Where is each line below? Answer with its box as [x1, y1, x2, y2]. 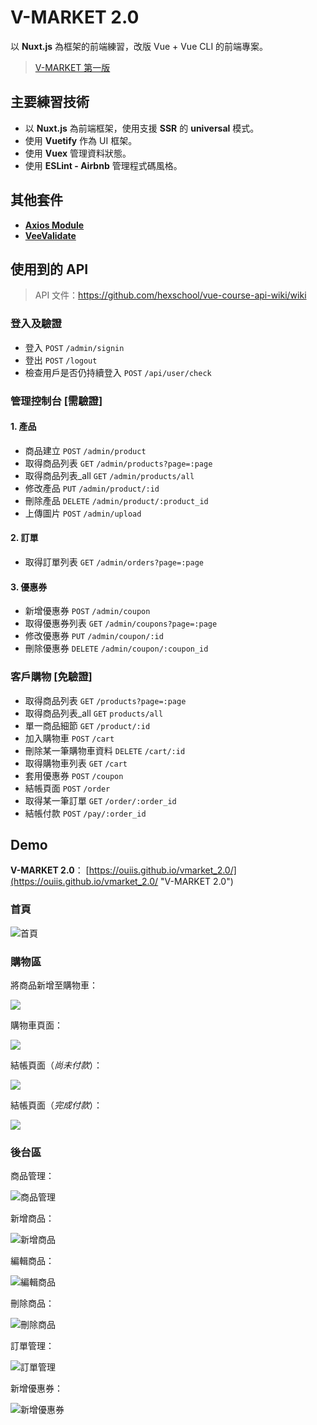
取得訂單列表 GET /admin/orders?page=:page [24, 556, 204, 568]
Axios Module [24, 219, 85, 231]
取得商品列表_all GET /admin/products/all [24, 469, 195, 481]
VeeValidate [24, 229, 77, 241]
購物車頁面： [10, 1019, 63, 1031]
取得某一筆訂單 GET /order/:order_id [24, 794, 177, 806]
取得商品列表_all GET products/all [24, 707, 164, 719]
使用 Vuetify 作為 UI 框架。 [24, 134, 138, 146]
